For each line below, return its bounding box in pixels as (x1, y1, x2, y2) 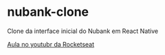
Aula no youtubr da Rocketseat (7, 40, 95, 48)
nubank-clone (7, 4, 89, 20)
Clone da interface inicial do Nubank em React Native (7, 27, 159, 35)
